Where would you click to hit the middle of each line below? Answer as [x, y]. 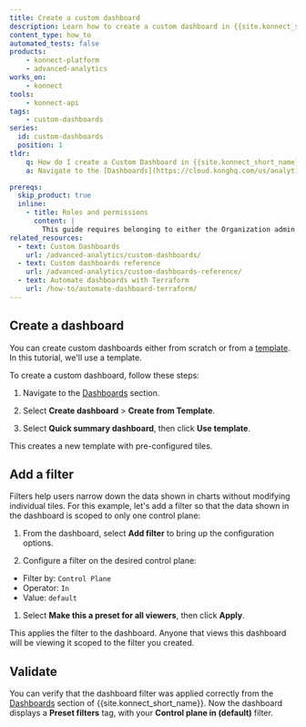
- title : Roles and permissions [87, 213]
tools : [22, 94]
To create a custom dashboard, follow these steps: [105, 375]
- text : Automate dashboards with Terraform [103, 280]
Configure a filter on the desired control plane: [110, 561]
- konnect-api [52, 103]
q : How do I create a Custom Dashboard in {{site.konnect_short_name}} [164, 162]
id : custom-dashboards [61, 137]
